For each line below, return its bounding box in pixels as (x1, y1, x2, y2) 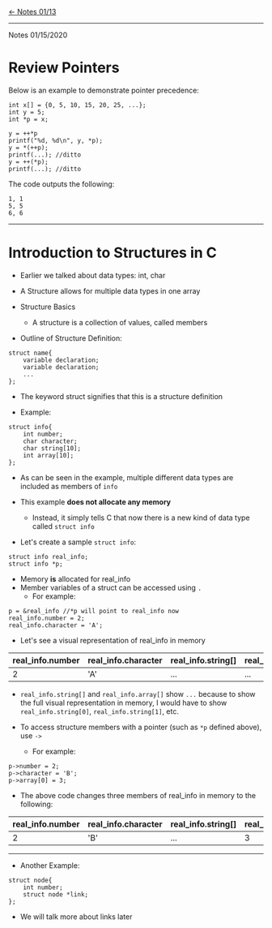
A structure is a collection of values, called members (32, 317, 208, 327)
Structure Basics (19, 302, 76, 311)
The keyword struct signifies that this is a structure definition (19, 391, 223, 401)
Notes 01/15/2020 (8, 30, 68, 40)
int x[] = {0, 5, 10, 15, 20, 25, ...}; (8, 101, 147, 109)
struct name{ (8, 349, 53, 357)
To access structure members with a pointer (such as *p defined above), (19, 722, 262, 732)
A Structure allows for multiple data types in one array (19, 286, 201, 295)
